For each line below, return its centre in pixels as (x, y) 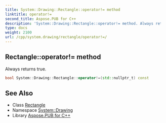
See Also (19, 93)
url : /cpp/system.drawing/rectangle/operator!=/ (56, 37)
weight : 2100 (19, 32)
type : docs (16, 28)
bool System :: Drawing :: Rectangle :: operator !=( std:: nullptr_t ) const (77, 78)
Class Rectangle (29, 105)
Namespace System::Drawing (42, 110)
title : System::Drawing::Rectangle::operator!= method (63, 10)
